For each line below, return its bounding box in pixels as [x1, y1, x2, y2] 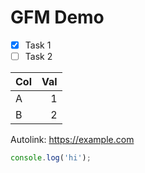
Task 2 [24, 51, 53, 62]
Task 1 [24, 39, 52, 51]
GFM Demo [10, 6, 105, 29]
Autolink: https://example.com [10, 134, 135, 146]
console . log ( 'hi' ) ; [10, 153, 92, 163]
